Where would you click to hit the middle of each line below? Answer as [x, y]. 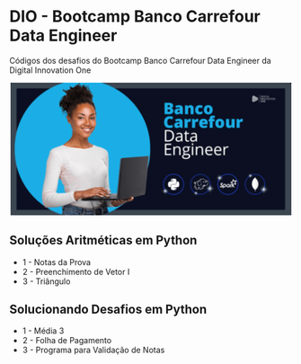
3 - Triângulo [46, 281]
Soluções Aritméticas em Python [103, 240]
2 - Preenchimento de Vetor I [76, 271]
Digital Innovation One [50, 70]
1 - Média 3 [43, 331]
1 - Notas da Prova [57, 262]
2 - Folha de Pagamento [67, 341]
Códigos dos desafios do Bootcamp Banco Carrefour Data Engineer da [140, 60]
